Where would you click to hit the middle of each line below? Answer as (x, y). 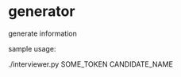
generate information (42, 33)
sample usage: (32, 48)
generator (42, 12)
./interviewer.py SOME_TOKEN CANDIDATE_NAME (90, 64)
